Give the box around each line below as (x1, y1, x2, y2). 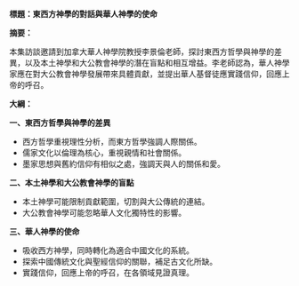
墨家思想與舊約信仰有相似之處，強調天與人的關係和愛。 (21, 159, 225, 169)
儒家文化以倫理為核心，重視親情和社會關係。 (21, 147, 187, 158)
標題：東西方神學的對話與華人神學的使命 (9, 9, 158, 19)
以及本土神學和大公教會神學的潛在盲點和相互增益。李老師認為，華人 (24, 58, 274, 68)
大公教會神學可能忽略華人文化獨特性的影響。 (21, 208, 187, 218)
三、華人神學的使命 (9, 226, 80, 236)
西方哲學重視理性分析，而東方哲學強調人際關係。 (21, 137, 202, 147)
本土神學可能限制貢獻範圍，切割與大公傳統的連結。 (21, 196, 210, 207)
